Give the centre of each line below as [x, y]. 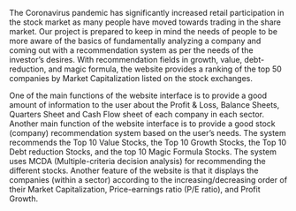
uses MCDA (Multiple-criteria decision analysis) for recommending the [138, 161]
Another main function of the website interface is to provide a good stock [142, 124]
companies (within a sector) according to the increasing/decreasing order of [148, 180]
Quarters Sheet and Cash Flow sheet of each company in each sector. [137, 114]
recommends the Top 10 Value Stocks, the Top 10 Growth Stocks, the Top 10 [148, 142]
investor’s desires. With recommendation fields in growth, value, [126, 60]
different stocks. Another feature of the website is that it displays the [134, 170]
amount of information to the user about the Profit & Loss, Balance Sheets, [144, 105]
